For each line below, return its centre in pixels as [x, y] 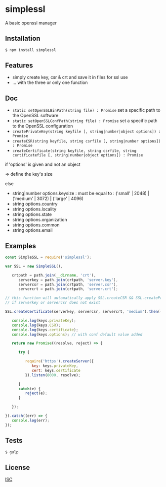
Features [19, 66]
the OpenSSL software [35, 116]
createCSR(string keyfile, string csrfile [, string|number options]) [86, 141]
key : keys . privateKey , [55, 366]
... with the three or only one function [50, 82]
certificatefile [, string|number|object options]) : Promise [78, 155]
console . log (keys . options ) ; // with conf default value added [77, 334]
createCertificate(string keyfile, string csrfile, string [74, 151]
